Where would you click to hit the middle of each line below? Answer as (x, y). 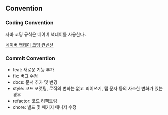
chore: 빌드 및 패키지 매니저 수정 (45, 107)
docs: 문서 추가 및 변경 (35, 82)
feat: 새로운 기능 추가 (33, 69)
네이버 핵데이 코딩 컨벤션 (29, 45)
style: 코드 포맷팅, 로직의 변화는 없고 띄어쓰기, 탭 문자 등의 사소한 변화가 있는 (88, 88)
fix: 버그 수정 (25, 76)
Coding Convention (29, 23)
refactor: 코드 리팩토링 (35, 101)
